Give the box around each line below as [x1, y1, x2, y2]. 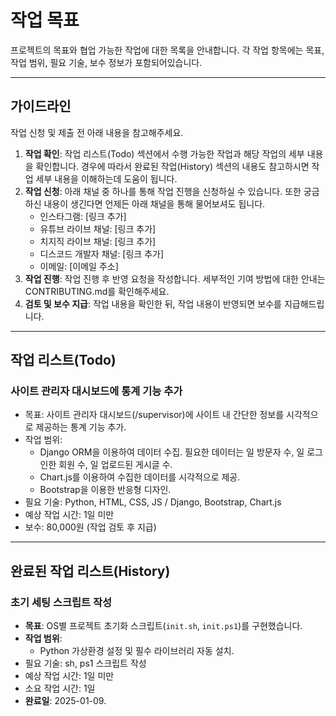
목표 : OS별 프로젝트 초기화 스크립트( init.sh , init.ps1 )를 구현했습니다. [24, 620, 303, 632]
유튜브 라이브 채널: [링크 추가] [39, 222, 157, 235]
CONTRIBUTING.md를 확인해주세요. [24, 285, 170, 297]
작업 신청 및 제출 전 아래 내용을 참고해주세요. [10, 126, 184, 138]
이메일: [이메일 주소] [39, 260, 119, 272]
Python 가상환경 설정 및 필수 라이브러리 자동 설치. [39, 645, 235, 657]
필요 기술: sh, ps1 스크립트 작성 [24, 657, 147, 670]
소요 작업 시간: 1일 [24, 682, 96, 695]
